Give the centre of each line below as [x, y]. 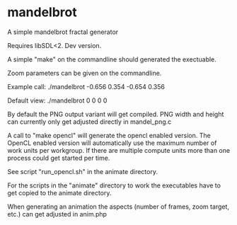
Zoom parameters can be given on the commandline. [85, 73]
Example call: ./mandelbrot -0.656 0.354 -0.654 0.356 [86, 86]
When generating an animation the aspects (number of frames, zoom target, [118, 207]
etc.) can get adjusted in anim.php [57, 214]
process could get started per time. [59, 158]
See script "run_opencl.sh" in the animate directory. [82, 171]
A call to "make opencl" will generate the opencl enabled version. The [109, 135]
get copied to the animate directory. [59, 192]
